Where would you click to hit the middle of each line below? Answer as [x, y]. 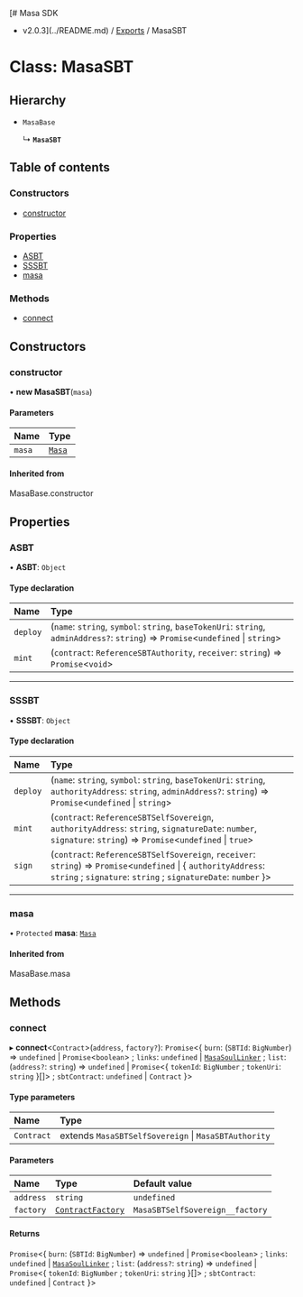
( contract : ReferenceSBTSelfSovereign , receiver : [153, 854]
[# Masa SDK [34, 13]
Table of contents [60, 167]
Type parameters [42, 1097]
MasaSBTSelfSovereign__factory [201, 1210]
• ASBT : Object [37, 567]
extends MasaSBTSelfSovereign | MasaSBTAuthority [165, 1136]
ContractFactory [90, 1210]
